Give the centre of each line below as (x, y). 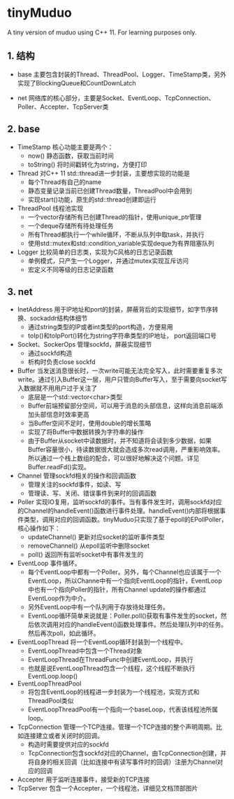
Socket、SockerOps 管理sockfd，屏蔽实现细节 (85, 345)
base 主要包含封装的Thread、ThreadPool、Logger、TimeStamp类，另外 (122, 74)
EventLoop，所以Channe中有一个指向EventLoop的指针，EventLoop (125, 581)
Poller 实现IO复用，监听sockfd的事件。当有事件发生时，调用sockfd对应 (119, 502)
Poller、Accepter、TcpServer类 (63, 106)
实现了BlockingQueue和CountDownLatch (76, 83)
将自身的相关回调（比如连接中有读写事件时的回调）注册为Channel (123, 762)
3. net (20, 292)
